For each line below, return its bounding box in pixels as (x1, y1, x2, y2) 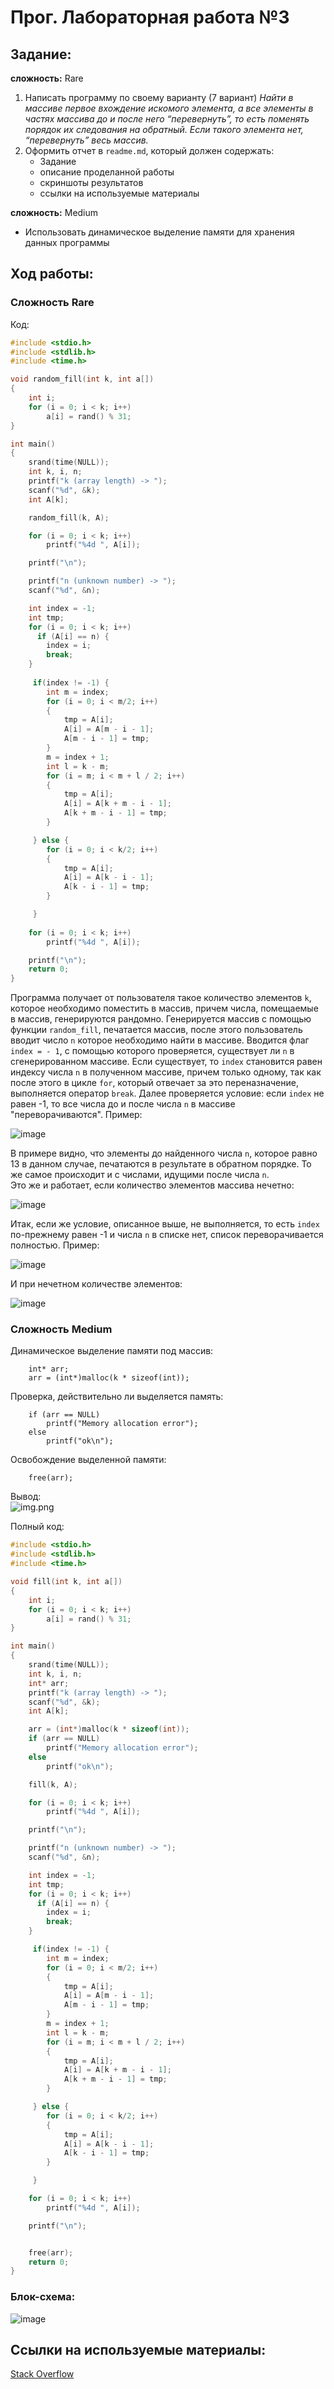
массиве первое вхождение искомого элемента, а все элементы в (24, 102, 314, 114)
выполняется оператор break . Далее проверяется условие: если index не (10, 1087, 325, 1100)
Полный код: (10, 1521, 65, 1533)
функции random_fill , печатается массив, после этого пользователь (10, 1024, 303, 1036)
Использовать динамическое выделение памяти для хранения (24, 226, 295, 238)
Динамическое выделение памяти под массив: (10, 1345, 214, 1357)
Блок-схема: (10, 2290, 76, 2304)
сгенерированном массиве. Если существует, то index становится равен (10, 1056, 323, 1068)
